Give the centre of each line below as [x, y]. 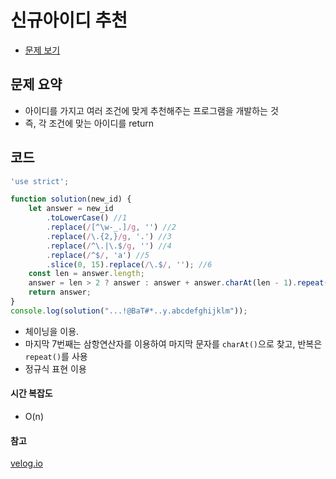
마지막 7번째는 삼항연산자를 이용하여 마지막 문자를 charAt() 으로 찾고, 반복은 [173, 343]
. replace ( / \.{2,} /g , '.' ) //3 [109, 236]
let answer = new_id [71, 209]
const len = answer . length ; [86, 274]
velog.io [26, 463]
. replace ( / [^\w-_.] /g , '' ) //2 [111, 227]
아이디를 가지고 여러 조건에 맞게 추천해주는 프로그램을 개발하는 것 [151, 110]
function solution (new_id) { [71, 199]
